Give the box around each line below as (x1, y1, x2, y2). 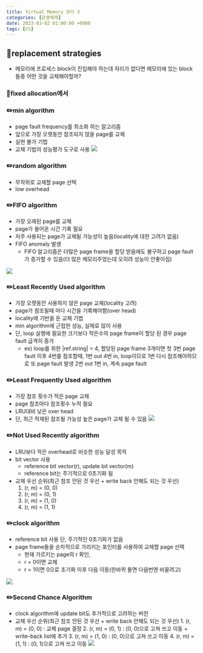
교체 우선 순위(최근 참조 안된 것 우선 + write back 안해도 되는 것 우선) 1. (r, (15, 617, 191, 625)
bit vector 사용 (15, 456, 50, 463)
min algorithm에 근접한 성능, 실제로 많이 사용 (15, 322, 122, 330)
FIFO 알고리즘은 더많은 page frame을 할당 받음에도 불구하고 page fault (24, 248, 194, 255)
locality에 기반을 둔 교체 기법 (15, 314, 84, 322)
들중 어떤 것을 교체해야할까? (15, 73, 82, 80)
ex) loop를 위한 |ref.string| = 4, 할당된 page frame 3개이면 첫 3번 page (24, 345, 196, 352)
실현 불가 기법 (15, 138, 48, 145)
